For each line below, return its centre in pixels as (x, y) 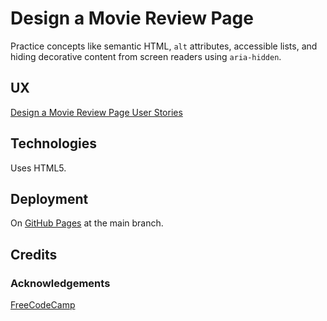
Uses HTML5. (38, 168)
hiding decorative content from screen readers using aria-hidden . (146, 56)
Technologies (54, 143)
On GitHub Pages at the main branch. (87, 223)
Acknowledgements (60, 283)
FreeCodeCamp (43, 305)
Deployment (49, 198)
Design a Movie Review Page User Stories (96, 112)
